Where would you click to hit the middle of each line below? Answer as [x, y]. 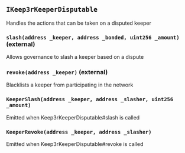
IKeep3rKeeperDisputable [52, 10]
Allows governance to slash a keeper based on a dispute [75, 57]
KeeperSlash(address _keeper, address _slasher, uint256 [90, 99]
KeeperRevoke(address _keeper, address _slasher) [79, 132]
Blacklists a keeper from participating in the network [70, 85]
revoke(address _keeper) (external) [57, 72]
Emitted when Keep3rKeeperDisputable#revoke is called [75, 144]
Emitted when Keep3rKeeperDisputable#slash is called [73, 117]
